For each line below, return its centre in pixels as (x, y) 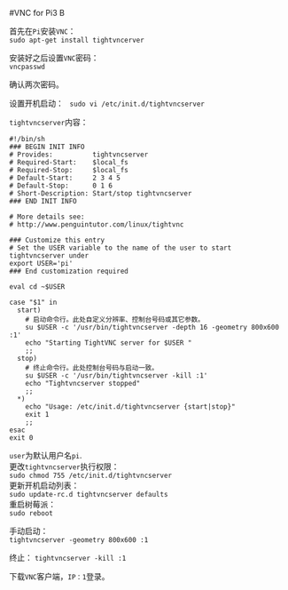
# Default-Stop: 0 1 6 (61, 186)
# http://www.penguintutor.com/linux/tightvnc (97, 225)
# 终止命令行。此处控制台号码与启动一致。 (92, 368)
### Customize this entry (57, 240)
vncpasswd (27, 67)
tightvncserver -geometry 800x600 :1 (79, 540)
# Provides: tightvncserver (79, 155)
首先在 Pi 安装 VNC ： (43, 31)
